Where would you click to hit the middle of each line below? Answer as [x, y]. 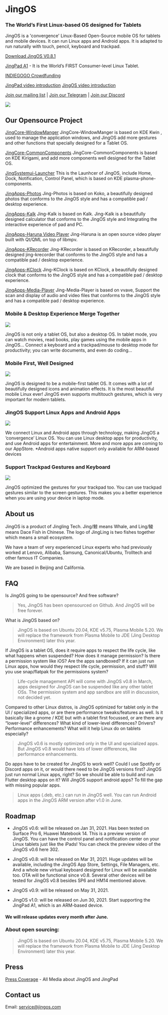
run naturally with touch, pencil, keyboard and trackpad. [63, 47]
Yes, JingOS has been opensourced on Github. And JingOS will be [86, 605]
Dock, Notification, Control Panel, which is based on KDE [64, 179]
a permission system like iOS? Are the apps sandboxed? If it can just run [80, 661]
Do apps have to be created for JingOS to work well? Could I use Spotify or [83, 764]
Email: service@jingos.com [33, 1007]
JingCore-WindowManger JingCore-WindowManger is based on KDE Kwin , [83, 132]
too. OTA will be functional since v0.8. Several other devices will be [82, 875]
